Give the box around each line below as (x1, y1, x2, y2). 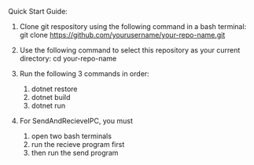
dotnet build (31, 93, 71, 101)
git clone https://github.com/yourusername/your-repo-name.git (19, 31, 226, 39)
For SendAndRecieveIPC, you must (19, 116, 134, 125)
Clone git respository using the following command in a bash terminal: (19, 22, 247, 31)
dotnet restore (31, 84, 78, 93)
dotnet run (31, 101, 65, 110)
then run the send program (31, 148, 119, 157)
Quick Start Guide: (8, 7, 68, 16)
